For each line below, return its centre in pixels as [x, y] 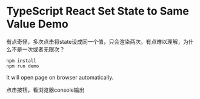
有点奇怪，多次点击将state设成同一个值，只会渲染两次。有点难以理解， [95, 41]
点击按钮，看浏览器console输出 [45, 90]
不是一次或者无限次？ [38, 49]
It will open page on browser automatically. [60, 77]
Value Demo [37, 24]
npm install [21, 61]
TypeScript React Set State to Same [98, 11]
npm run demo [23, 66]
